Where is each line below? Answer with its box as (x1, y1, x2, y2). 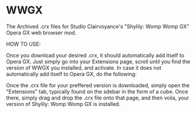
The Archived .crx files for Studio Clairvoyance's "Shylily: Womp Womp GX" (6, 23, 190, 30)
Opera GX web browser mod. (6, 29, 77, 36)
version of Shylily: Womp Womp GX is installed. (6, 100, 121, 107)
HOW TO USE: (6, 40, 41, 47)
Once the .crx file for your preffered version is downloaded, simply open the (6, 81, 190, 88)
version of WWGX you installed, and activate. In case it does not (6, 64, 161, 71)
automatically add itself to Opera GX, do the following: (6, 70, 137, 77)
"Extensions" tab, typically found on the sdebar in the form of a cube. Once (6, 88, 188, 95)
